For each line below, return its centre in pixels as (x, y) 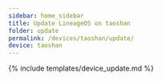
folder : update (34, 30)
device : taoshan (35, 46)
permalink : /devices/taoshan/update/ (71, 38)
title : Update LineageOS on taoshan (69, 23)
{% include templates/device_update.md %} (81, 68)
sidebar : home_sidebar (46, 16)
